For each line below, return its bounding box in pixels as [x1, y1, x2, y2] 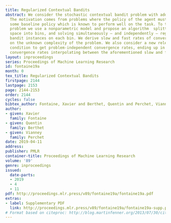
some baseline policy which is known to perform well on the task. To [10, 21, 163, 27]
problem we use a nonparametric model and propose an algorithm [10, 26, 149, 31]
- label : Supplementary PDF [5, 201, 65, 206]
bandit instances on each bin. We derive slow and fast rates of [10, 36, 152, 41]
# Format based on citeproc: [5, 210, 67, 215]
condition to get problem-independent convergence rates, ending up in [10, 45, 165, 50]
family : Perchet [10, 135, 44, 140]
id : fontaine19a [5, 64, 40, 69]
